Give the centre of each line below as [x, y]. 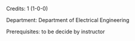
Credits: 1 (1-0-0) [27, 9]
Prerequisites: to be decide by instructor [56, 31]
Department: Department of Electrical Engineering [68, 20]
